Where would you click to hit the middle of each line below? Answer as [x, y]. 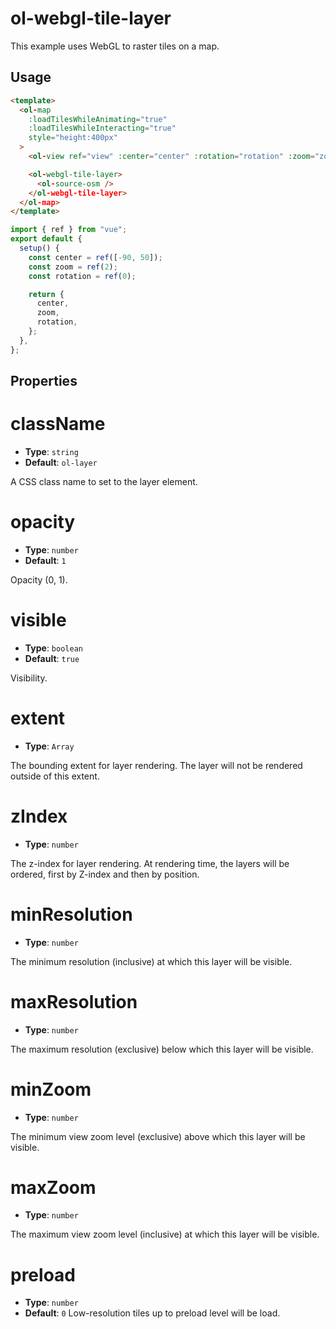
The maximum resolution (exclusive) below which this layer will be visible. [162, 1049]
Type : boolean [53, 648]
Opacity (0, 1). [39, 579]
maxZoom [53, 1187]
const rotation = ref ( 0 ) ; [82, 276]
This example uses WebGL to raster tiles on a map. [115, 46]
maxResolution [74, 1001]
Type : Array [49, 746]
